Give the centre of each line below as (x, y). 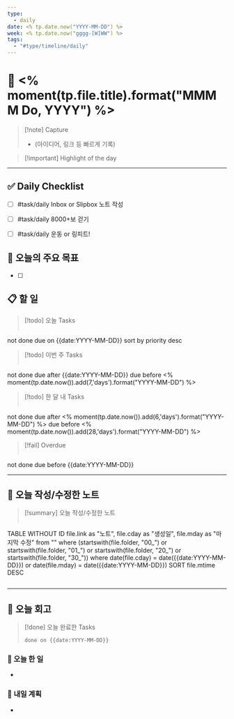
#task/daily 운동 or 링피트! (54, 234)
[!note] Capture (46, 129)
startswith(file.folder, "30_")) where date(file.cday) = (83, 558)
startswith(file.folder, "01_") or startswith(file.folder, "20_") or (94, 550)
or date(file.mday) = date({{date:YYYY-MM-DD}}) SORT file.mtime (120, 565)
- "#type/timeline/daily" (51, 46)
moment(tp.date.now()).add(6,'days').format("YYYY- (149, 417)
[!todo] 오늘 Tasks (49, 320)
